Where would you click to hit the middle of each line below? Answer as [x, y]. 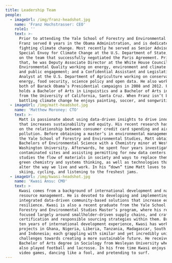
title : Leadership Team [31, 10]
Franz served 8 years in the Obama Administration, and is [83, 43]
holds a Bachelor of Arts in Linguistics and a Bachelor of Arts [90, 91]
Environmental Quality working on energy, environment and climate [92, 67]
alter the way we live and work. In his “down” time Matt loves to [92, 167]
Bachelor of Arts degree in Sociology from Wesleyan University [89, 243]
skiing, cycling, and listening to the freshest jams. [79, 172]
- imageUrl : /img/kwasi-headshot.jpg [50, 177]
